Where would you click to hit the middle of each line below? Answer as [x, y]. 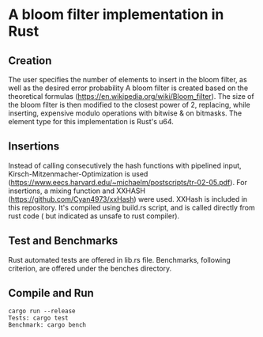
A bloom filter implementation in [116, 15]
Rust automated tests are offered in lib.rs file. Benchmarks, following [119, 259]
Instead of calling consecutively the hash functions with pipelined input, [125, 165]
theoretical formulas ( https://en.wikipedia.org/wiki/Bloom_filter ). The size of [131, 96]
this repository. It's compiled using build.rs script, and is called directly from [131, 207]
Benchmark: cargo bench [47, 325]
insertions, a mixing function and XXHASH [77, 191]
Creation [30, 61]
